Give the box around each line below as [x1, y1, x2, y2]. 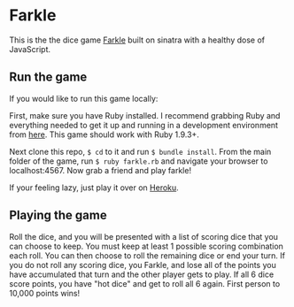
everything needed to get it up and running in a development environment [9, 119, 279, 130]
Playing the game [9, 208, 108, 223]
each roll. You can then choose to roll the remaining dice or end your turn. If [9, 249, 286, 261]
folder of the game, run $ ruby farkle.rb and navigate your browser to [9, 156, 268, 166]
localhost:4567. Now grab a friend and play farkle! [9, 165, 192, 175]
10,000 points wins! [9, 288, 81, 298]
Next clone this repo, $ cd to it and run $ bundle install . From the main [9, 146, 272, 157]
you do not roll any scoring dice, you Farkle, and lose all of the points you [9, 259, 276, 270]
